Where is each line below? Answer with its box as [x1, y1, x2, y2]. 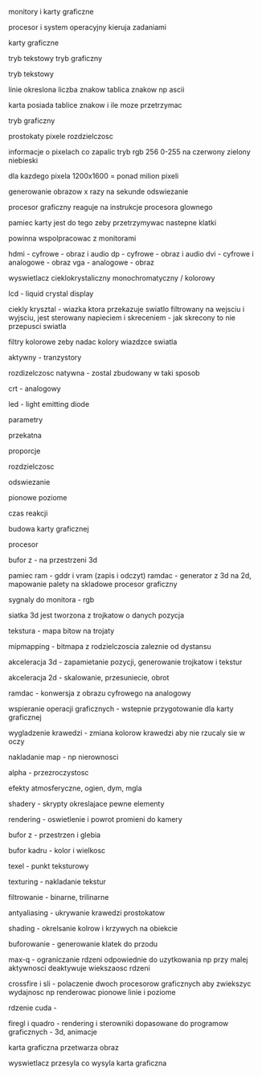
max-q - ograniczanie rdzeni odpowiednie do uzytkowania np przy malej [8, 955, 248, 964]
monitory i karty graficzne [8, 7, 94, 16]
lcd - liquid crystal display [8, 289, 94, 298]
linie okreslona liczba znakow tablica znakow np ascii [8, 84, 185, 94]
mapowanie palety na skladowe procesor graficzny [8, 579, 178, 589]
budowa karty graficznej [8, 524, 90, 533]
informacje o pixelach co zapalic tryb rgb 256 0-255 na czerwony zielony [8, 147, 251, 156]
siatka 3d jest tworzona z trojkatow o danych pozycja [8, 610, 185, 620]
